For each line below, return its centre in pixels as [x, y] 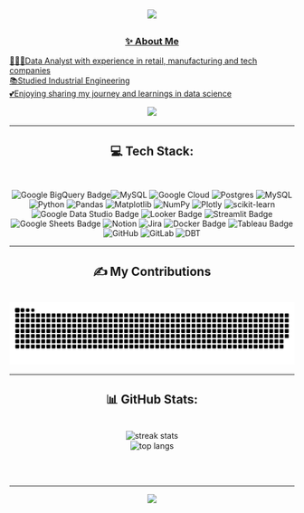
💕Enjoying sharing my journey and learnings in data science [121, 94]
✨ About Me [152, 42]
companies [30, 71]
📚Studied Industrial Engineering [70, 81]
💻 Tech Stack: [152, 151]
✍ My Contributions [152, 271]
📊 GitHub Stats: [152, 399]
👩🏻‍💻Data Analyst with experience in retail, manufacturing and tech [133, 61]
